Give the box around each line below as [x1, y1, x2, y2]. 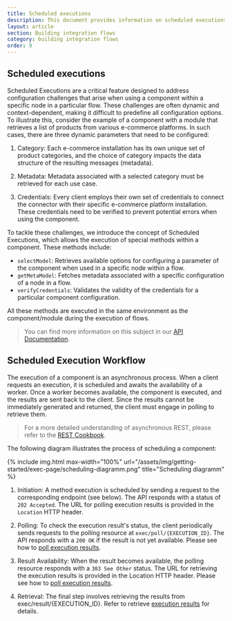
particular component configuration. [17, 293, 121, 301]
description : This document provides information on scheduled [7, 17, 193, 24]
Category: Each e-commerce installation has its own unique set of [17, 143, 205, 152]
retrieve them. [7, 410, 47, 418]
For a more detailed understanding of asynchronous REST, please [23, 423, 212, 431]
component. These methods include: [7, 243, 112, 251]
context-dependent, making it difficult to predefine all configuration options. [7, 108, 224, 116]
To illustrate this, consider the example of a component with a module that [7, 116, 218, 124]
